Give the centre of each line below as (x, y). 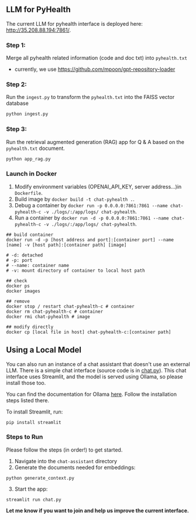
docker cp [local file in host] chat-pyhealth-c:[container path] (89, 332)
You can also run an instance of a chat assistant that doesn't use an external (98, 364)
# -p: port (19, 260)
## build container (30, 235)
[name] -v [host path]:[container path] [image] (66, 245)
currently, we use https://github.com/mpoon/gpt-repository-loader (95, 69)
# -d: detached (25, 255)
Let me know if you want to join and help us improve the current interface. (97, 510)
